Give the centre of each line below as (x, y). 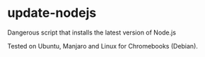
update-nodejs (52, 13)
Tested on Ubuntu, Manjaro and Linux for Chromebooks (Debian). (102, 46)
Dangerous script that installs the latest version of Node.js (92, 32)
